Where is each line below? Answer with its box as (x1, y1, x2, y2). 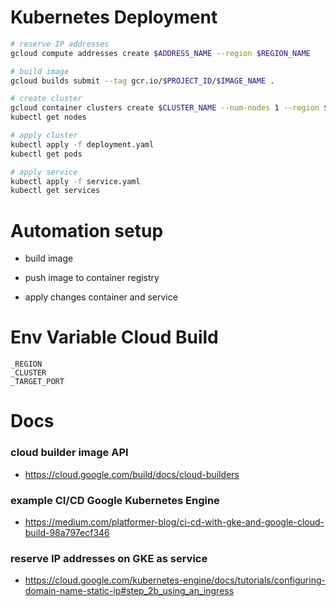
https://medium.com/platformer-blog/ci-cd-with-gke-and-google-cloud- (24, 516, 325, 528)
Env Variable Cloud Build (10, 326, 219, 349)
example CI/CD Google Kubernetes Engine (10, 493, 220, 507)
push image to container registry (24, 272, 160, 284)
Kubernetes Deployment (10, 6, 218, 29)
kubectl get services (10, 186, 101, 196)
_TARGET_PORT (10, 377, 65, 387)
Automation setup (10, 219, 164, 242)
